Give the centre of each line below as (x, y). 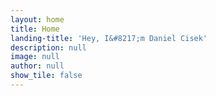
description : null (48, 47)
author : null (37, 66)
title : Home (35, 29)
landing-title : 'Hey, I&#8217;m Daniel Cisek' (109, 38)
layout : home (37, 19)
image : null (35, 57)
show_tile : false (46, 76)
